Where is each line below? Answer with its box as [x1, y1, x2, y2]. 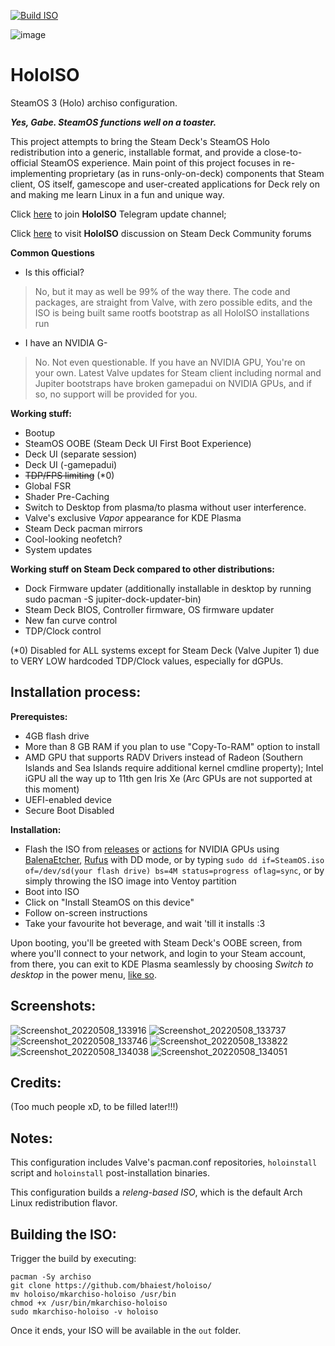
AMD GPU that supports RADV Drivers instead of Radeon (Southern [24, 751, 304, 763]
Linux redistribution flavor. [10, 1197, 118, 1209]
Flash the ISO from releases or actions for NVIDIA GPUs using [24, 843, 280, 855]
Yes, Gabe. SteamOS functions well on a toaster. [10, 116, 217, 128]
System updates [24, 543, 93, 555]
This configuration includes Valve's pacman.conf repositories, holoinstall [10, 1156, 318, 1169]
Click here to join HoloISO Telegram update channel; [10, 208, 227, 220]
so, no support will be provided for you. [34, 388, 198, 400]
